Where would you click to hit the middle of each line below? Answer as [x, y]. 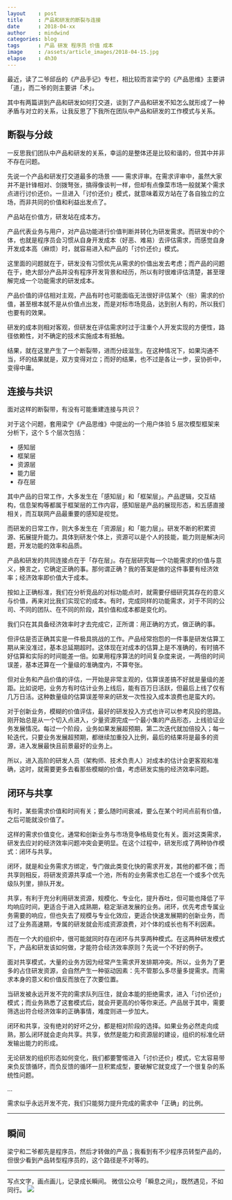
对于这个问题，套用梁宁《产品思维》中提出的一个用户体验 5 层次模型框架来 [114, 424]
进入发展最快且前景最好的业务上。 [67, 746]
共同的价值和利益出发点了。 [70, 202]
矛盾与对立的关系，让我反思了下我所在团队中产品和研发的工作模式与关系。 [113, 110]
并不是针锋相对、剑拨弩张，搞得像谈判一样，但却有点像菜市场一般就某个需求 [116, 184]
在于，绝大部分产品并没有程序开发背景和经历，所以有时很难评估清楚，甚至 [113, 272]
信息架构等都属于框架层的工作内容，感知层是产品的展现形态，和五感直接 [122, 505]
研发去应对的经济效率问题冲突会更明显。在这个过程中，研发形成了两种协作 [113, 843]
